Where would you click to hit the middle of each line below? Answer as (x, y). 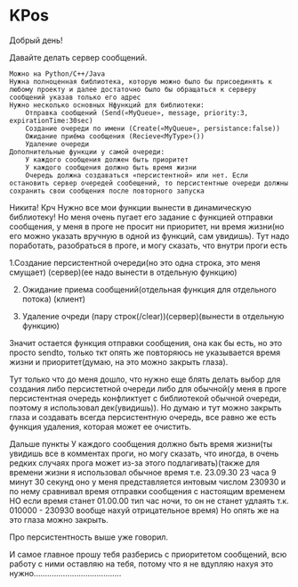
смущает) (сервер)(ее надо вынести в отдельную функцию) (123, 272)
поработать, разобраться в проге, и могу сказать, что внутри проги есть (148, 245)
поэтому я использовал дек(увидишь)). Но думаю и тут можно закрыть (145, 408)
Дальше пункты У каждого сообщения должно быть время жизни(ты (141, 443)
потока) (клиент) (54, 299)
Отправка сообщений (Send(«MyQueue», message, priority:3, (137, 112)
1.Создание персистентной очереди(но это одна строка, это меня (135, 262)
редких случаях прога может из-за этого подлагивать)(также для (134, 463)
